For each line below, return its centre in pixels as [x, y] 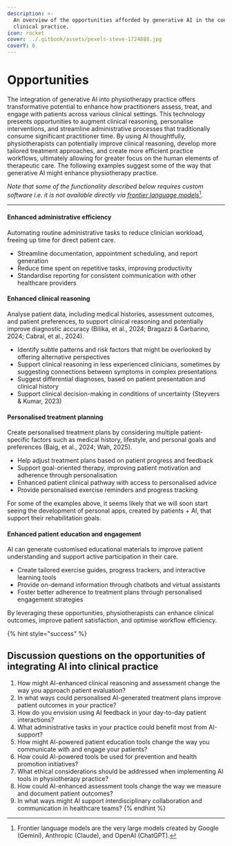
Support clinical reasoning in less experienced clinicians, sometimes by [119, 364]
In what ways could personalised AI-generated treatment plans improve [119, 698]
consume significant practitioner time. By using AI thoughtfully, [97, 136]
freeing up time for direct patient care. [61, 240]
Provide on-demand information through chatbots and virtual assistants [119, 585]
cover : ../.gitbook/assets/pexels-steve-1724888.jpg [85, 39]
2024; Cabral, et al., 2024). [46, 336]
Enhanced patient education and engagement [74, 534]
